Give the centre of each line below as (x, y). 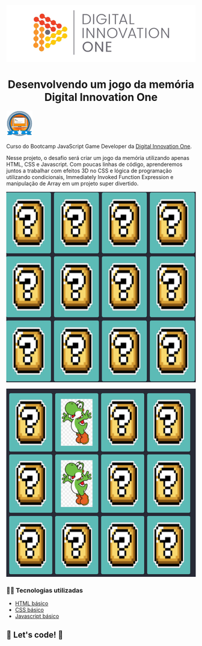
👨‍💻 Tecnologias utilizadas (44, 590)
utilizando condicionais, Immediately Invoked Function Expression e (90, 177)
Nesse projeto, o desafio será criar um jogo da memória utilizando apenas (98, 158)
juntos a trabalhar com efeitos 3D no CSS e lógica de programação (89, 171)
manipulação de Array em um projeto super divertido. (72, 184)
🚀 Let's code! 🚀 (35, 635)
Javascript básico (37, 616)
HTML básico (32, 603)
